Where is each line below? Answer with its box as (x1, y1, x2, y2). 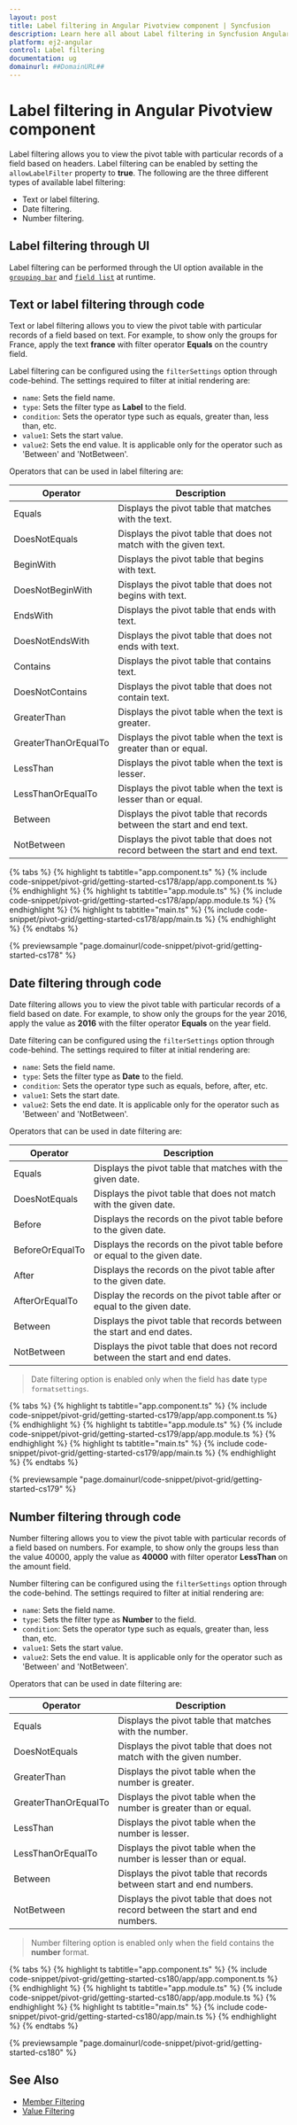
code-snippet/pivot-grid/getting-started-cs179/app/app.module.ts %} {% (9, 1429, 277, 1439)
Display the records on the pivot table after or (93, 1290, 282, 1302)
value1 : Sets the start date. (21, 1090, 120, 1101)
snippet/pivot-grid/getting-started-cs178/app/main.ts (9, 914, 203, 925)
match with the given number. (118, 1751, 241, 1764)
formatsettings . (30, 1384, 90, 1394)
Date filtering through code (9, 975, 162, 990)
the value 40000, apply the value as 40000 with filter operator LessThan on (9, 1552, 288, 1563)
